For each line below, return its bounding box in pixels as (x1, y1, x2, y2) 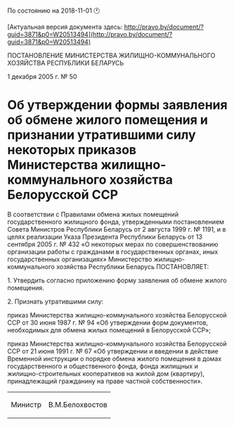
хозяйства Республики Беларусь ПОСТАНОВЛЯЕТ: (56, 262, 209, 270)
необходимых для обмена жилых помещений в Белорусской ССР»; (7, 325, 211, 334)
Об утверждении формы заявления (7, 97, 228, 113)
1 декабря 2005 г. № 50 (7, 73, 77, 80)
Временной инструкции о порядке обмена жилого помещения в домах (7, 354, 222, 363)
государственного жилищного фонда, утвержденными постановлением (7, 218, 225, 226)
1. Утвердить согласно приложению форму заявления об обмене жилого (7, 276, 227, 284)
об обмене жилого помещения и (7, 112, 209, 128)
